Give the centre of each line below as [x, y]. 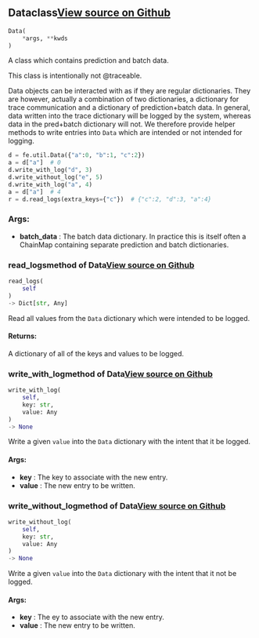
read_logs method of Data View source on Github [101, 264]
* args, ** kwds [45, 38]
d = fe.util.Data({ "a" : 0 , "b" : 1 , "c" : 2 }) [77, 155]
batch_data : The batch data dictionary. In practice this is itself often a [133, 236]
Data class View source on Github [89, 13]
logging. [22, 141]
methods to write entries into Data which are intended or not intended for [125, 133]
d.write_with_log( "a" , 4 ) [50, 184]
